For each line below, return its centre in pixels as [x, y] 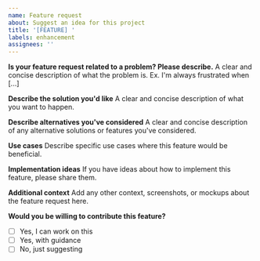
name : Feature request [45, 15]
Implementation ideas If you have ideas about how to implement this [119, 169]
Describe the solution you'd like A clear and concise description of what [126, 99]
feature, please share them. [52, 178]
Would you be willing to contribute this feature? [87, 216]
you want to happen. [41, 107]
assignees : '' [31, 45]
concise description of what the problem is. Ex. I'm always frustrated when [129, 75]
